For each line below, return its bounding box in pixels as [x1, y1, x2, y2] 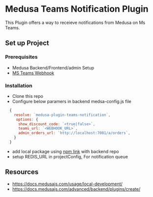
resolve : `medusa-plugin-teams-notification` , [14, 112, 111, 117]
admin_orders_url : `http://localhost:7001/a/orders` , [18, 131, 131, 135]
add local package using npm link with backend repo [12, 148, 119, 154]
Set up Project [5, 39, 49, 47]
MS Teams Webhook [12, 70, 54, 76]
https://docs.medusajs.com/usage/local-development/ [12, 181, 123, 187]
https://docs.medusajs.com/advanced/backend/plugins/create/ [12, 186, 141, 192]
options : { [16, 117, 38, 122]
